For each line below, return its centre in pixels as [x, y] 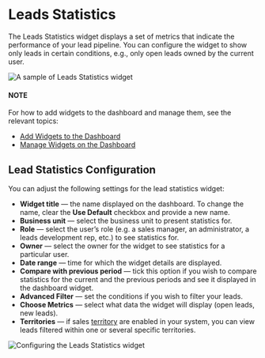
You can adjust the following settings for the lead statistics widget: [116, 188]
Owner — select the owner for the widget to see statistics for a [122, 246]
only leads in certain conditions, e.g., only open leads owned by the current [131, 53]
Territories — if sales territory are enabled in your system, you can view [137, 321]
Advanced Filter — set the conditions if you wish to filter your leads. [131, 296]
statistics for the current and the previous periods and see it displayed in [138, 279]
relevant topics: [34, 121]
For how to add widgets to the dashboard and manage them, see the [120, 113]
